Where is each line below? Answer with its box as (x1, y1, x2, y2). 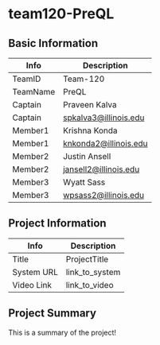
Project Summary (8, 307, 97, 320)
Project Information (8, 216, 107, 231)
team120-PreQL (8, 5, 115, 23)
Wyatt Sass (62, 176, 106, 188)
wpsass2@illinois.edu (62, 190, 145, 200)
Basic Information (8, 37, 99, 50)
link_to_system (65, 266, 121, 277)
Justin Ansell (62, 151, 111, 161)
